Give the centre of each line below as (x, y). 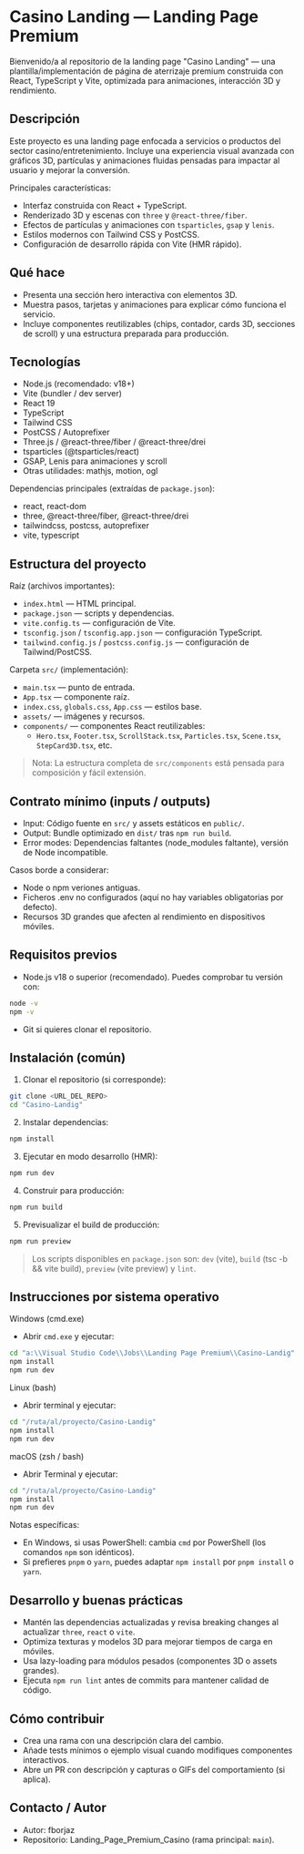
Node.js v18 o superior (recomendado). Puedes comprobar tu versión (153, 977)
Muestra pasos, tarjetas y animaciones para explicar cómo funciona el (154, 304)
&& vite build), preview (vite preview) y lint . (114, 1268)
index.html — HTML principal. (79, 604)
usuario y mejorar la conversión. (70, 169)
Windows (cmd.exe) (47, 1319)
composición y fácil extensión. (89, 773)
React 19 (39, 404)
